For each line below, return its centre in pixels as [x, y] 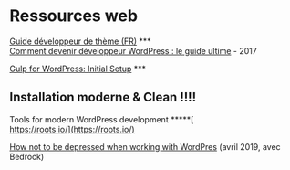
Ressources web [74, 16]
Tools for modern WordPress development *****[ [102, 119]
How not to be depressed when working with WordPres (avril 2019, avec [145, 146]
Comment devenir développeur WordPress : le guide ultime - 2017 [133, 50]
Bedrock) [27, 156]
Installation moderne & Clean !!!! [103, 97]
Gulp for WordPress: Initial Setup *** [78, 69]
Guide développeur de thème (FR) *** [81, 41]
